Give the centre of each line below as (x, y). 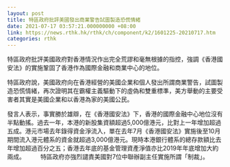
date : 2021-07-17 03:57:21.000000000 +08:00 (72, 26)
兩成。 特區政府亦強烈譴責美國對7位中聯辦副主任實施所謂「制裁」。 (108, 157)
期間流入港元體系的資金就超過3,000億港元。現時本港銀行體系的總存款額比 (111, 140)
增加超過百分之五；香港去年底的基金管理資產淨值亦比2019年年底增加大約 (116, 149)
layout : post (26, 13)
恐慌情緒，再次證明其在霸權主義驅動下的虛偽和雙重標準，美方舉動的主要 (115, 91)
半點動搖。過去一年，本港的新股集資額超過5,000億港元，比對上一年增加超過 (114, 123)
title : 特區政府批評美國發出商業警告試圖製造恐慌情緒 (74, 20)
